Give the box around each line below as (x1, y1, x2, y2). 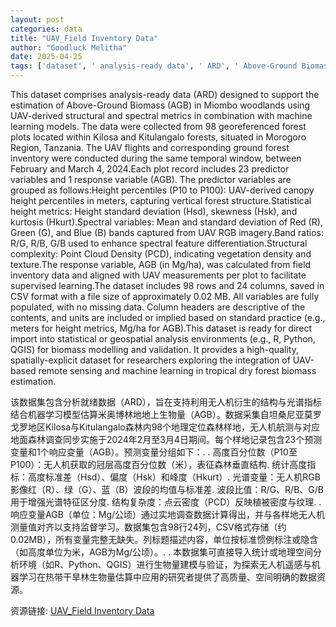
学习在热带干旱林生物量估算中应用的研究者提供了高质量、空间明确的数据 (18, 571, 317, 583)
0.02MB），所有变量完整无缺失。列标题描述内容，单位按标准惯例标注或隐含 (10, 534, 319, 545)
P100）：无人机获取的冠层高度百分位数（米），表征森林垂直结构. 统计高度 (10, 459, 308, 470)
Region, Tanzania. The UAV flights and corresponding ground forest (10, 142, 290, 153)
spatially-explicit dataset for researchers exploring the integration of (10, 354, 291, 366)
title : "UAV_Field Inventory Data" (10, 33, 159, 43)
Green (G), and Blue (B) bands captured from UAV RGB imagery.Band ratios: (10, 227, 324, 238)
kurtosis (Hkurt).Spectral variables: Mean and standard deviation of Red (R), (10, 216, 323, 228)
